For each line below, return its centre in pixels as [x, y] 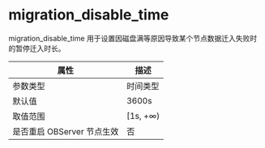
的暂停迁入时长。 [37, 48]
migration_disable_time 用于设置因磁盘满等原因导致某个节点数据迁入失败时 [133, 38]
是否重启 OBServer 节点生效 [66, 131]
